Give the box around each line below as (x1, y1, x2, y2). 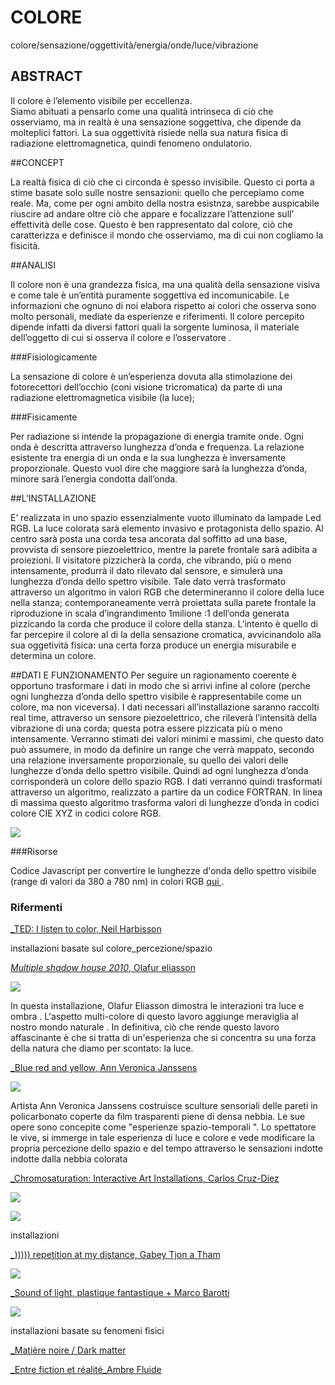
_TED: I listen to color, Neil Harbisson (10, 923, 162, 935)
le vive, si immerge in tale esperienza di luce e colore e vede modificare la (10, 1132, 315, 1144)
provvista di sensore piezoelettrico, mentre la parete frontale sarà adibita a (10, 543, 318, 555)
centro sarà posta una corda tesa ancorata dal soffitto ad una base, (10, 532, 288, 545)
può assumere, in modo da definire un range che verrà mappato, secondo (10, 743, 315, 755)
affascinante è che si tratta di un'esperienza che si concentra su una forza (10, 1032, 317, 1044)
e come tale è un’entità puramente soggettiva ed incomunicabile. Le (10, 289, 290, 301)
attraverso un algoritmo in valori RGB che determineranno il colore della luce (10, 586, 325, 598)
